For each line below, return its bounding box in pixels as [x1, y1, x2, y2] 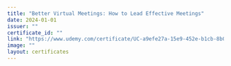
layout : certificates [7, 49, 69, 56]
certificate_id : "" [7, 29, 63, 36]
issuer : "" [7, 23, 38, 30]
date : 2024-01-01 [7, 16, 57, 23]
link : [7, 36, 23, 43]
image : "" [7, 42, 36, 49]
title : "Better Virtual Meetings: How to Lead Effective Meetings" [7, 10, 205, 17]
